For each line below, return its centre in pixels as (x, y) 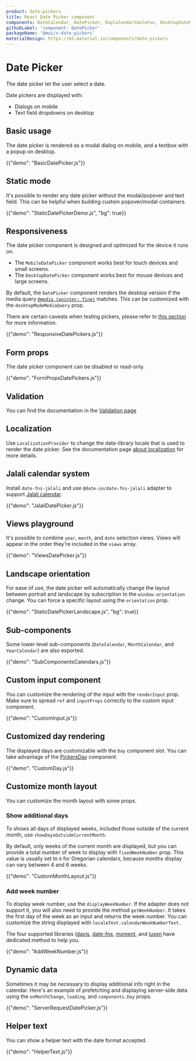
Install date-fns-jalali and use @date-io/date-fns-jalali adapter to (89, 488)
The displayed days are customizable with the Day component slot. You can (96, 750)
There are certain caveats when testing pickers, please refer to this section (96, 317)
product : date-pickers (34, 11)
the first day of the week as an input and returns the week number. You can (97, 916)
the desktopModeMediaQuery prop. (45, 305)
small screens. (32, 269)
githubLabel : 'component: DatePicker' (53, 28)
